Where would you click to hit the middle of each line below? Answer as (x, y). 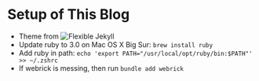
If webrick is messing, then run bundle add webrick (101, 68)
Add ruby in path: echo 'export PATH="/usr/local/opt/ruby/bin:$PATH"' (135, 53)
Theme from (39, 36)
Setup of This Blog (69, 15)
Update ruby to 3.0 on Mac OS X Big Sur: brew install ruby (116, 44)
